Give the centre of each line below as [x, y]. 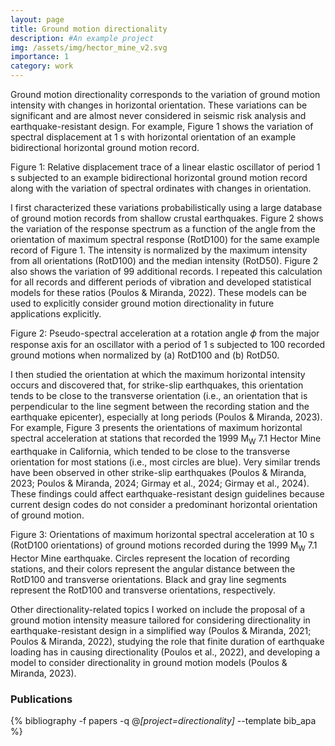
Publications [41, 699]
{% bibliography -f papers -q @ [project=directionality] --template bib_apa [163, 720]
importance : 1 [40, 57]
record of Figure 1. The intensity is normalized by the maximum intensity [159, 250]
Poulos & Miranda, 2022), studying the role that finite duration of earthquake [167, 641]
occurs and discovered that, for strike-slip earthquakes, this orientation [157, 385]
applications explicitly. [56, 314]
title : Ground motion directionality [89, 29]
